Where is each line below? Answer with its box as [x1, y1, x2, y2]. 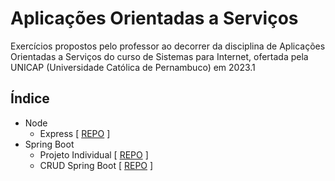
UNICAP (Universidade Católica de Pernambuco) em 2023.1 [10, 61, 256, 73]
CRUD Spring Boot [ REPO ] [39, 159, 154, 171]
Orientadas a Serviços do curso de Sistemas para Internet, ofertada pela [10, 50, 309, 62]
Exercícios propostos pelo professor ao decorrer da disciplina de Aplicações [10, 40, 326, 52]
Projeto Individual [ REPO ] [39, 148, 149, 161]
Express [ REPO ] [39, 127, 111, 139]
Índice [10, 90, 50, 107]
